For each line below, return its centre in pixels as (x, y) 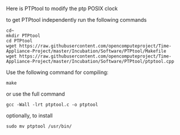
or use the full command (36, 94)
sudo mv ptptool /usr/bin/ (39, 126)
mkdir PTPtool (23, 36)
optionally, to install (29, 116)
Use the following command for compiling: (57, 72)
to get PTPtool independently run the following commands (77, 20)
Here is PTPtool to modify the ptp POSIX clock (62, 9)
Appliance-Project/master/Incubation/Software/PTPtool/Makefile (86, 51)
